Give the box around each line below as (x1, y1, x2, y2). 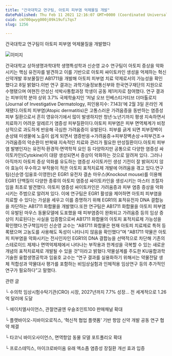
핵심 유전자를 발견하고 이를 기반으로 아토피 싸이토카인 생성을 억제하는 (18, 69, 157, 75)
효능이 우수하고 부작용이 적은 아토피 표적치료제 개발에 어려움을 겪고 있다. (10, 165, 156, 171)
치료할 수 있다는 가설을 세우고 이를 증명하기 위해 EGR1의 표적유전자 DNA (5, 197, 150, 203)
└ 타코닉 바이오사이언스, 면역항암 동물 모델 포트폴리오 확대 (5, 335, 122, 341)
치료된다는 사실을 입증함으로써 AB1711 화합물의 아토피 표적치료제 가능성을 (14, 216, 162, 222)
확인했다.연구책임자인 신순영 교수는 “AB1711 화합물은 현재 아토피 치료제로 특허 (5, 222, 161, 229)
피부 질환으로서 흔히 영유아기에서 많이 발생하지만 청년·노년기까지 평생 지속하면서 (5, 114, 165, 120)
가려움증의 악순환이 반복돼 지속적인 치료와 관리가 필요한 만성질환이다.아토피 (5, 139, 156, 146)
